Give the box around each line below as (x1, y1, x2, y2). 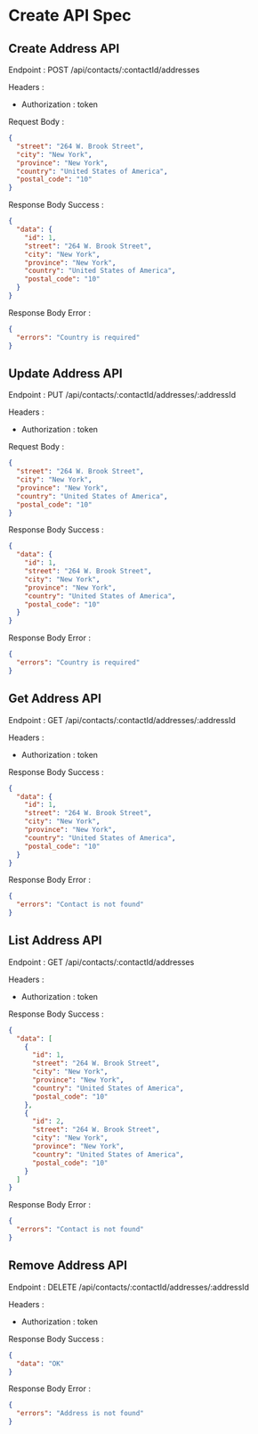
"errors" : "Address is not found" (16, 1409, 144, 1418)
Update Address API (8, 366, 123, 381)
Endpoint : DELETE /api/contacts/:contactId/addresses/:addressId (8, 1282, 250, 1292)
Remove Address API (8, 1258, 128, 1273)
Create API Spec (8, 5, 132, 26)
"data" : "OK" (16, 1359, 65, 1368)
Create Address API (8, 41, 120, 56)
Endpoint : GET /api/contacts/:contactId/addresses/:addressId (8, 714, 237, 725)
